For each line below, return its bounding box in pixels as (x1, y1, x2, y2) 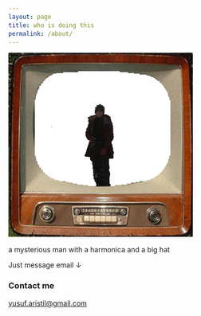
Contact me (8, 280, 55, 291)
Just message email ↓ (8, 260, 82, 270)
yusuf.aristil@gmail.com (8, 298, 88, 308)
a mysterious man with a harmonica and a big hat (8, 245, 170, 255)
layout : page (8, 13, 52, 21)
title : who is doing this (8, 21, 94, 29)
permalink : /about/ (8, 29, 73, 37)
